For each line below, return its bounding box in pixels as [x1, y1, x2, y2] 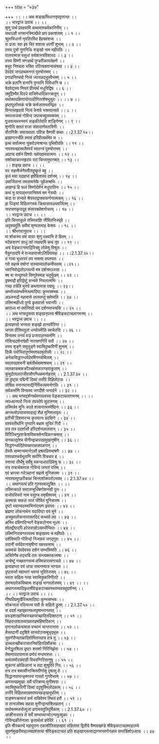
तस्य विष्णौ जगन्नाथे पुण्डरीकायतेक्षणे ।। [5, 58, 65, 64]
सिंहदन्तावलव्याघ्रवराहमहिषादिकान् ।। [5, 618, 62, 624]
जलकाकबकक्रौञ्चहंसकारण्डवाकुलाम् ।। [5, 366, 67, 371]
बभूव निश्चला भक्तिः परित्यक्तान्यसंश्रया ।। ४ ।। [5, 64, 80, 69]
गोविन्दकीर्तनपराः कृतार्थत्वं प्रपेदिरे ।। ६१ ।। [5, 718, 74, 723]
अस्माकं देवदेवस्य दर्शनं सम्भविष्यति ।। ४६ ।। [5, 547, 77, 553]
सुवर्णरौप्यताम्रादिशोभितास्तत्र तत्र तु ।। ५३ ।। [5, 635, 76, 640]
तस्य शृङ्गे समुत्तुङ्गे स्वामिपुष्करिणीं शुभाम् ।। [5, 344, 74, 349]
